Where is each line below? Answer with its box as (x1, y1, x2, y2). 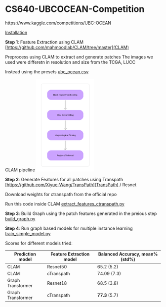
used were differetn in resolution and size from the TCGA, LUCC (5, 59, 136, 65)
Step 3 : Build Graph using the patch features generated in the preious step (5, 210, 157, 216)
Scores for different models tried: (5, 240, 73, 246)
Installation (5, 29, 28, 35)
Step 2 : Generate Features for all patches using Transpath (5, 176, 124, 182)
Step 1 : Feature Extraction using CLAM (5, 39, 84, 45)
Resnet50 (47, 263, 67, 269)
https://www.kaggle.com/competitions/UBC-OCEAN (5, 20, 112, 26)
